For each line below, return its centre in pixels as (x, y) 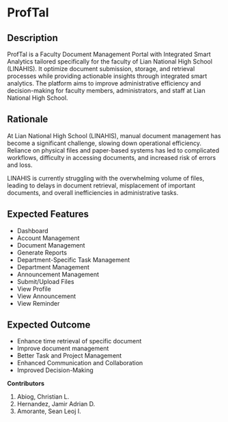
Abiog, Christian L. (43, 397)
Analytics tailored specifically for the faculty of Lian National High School (110, 62)
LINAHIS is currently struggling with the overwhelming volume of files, (106, 178)
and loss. (20, 165)
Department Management (53, 267)
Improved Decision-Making (55, 370)
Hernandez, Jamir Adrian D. (56, 404)
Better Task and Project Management (69, 356)
